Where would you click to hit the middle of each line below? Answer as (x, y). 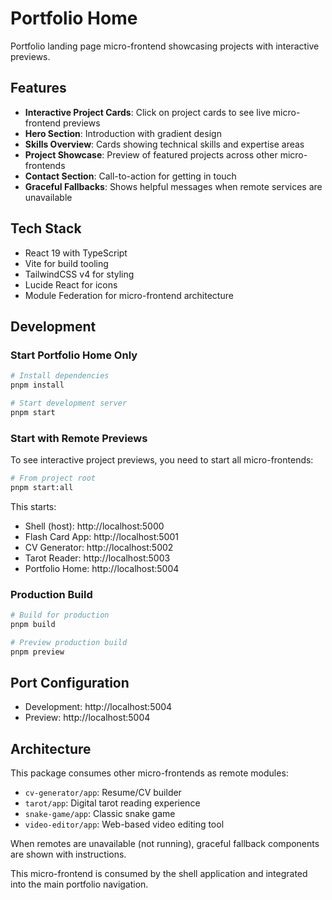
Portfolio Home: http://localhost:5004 (102, 568)
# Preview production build (69, 642)
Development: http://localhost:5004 (98, 707)
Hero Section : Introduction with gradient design (123, 133)
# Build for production (60, 615)
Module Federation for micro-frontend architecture (129, 295)
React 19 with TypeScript (76, 253)
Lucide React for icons (71, 284)
